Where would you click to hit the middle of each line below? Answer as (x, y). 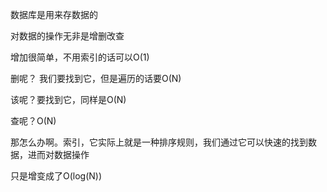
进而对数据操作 (58, 154)
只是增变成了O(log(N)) (56, 176)
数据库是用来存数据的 (54, 14)
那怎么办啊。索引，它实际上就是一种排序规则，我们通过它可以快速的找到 (159, 142)
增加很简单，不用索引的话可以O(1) (80, 57)
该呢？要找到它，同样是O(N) (68, 99)
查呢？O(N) (33, 121)
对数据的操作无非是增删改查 (67, 36)
